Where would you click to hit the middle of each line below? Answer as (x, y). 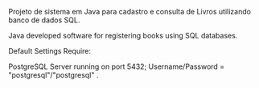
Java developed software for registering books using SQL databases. (123, 36)
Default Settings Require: (49, 51)
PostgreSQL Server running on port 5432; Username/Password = (117, 66)
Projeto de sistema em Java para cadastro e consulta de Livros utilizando (130, 12)
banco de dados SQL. (44, 20)
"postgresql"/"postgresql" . (53, 75)
